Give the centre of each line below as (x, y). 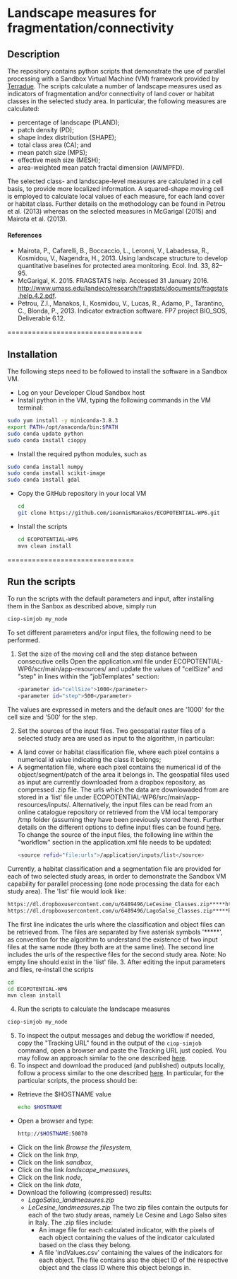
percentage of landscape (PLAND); (68, 122)
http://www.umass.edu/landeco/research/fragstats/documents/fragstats (123, 289)
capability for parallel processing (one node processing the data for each (114, 884)
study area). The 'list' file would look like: (67, 891)
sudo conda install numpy (45, 467)
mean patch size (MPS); (53, 152)
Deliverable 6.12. (41, 318)
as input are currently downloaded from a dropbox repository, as (111, 782)
